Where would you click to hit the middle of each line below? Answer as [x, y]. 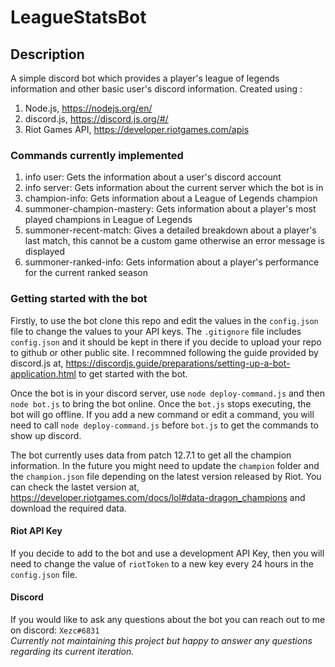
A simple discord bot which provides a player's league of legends [145, 78]
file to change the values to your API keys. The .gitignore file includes [156, 331]
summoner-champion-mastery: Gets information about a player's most [170, 209]
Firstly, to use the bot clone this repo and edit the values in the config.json [164, 320]
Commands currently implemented [97, 155]
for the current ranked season [86, 273]
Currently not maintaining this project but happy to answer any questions [161, 640]
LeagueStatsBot [78, 17]
